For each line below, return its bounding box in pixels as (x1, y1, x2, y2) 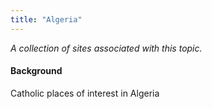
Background (10, 65, 63, 77)
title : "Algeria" (10, 14, 83, 25)
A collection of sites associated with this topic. (10, 42, 203, 54)
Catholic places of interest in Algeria (10, 87, 160, 99)
